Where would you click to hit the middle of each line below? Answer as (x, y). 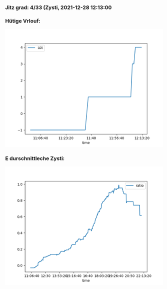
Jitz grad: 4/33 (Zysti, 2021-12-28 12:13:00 (58, 7)
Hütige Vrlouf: (23, 20)
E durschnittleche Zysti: (35, 158)
